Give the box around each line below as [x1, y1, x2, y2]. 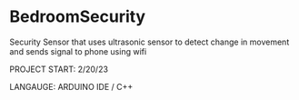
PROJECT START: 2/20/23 [9, 64, 109, 75]
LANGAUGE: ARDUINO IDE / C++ [9, 81, 134, 92]
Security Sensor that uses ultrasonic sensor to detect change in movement [9, 36, 290, 47]
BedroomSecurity [9, 6, 146, 27]
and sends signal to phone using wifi [9, 45, 147, 56]
